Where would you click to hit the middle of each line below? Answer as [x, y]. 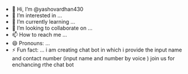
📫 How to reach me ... [39, 35]
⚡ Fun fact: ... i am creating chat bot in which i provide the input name [97, 50]
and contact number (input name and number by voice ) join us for [93, 58]
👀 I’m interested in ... [37, 15]
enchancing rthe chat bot [43, 65]
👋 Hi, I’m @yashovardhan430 [48, 9]
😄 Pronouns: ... [31, 43]
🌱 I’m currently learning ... [43, 22]
